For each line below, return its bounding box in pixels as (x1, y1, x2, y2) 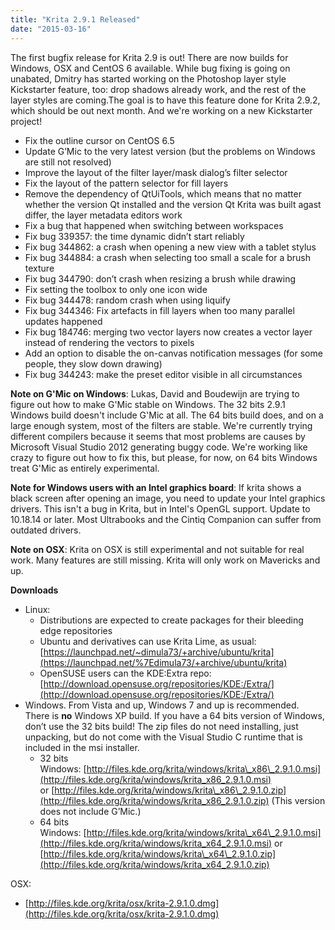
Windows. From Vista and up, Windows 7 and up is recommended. (24, 699, 300, 711)
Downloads (10, 584, 59, 596)
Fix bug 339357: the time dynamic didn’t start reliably (24, 230, 245, 242)
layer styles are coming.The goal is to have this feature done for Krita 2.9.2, (10, 94, 321, 106)
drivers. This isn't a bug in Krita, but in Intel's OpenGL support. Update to (10, 502, 311, 515)
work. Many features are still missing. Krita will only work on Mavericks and (10, 554, 321, 566)
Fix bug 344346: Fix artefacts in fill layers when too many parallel (24, 304, 295, 316)
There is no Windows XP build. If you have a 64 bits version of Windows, (24, 709, 325, 721)
